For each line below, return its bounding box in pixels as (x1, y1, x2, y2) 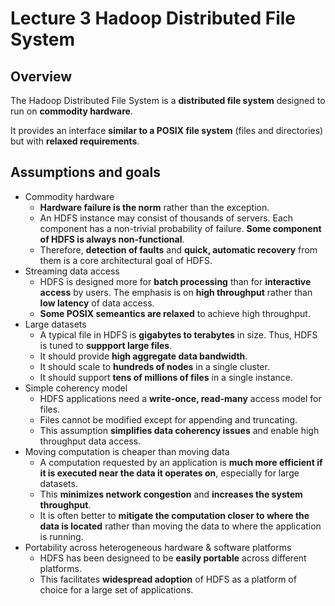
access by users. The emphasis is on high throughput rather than (39, 286, 313, 298)
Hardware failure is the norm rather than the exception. (39, 201, 270, 213)
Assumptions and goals (10, 164, 161, 181)
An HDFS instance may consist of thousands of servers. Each (39, 212, 294, 224)
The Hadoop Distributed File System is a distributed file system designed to (10, 95, 326, 106)
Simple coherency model (24, 382, 128, 394)
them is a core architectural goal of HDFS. (39, 254, 213, 266)
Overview (10, 68, 73, 85)
